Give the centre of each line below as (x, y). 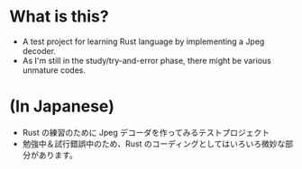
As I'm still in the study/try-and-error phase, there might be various (147, 60)
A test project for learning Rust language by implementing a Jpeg (143, 41)
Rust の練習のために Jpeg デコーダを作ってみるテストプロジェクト (146, 132)
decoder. (39, 50)
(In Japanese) (62, 107)
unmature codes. (54, 70)
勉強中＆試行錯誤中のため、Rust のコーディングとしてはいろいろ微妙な (154, 143)
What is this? (59, 17)
